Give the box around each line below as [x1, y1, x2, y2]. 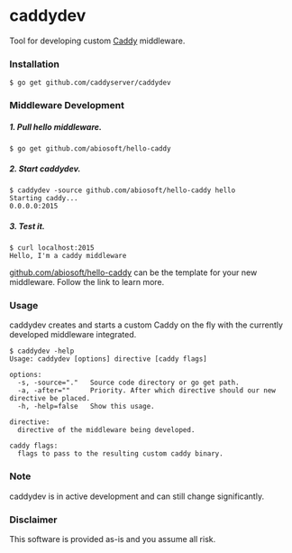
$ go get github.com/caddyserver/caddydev [9, 78, 171, 88]
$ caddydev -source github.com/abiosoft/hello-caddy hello [9, 186, 236, 195]
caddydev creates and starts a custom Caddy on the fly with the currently [9, 319, 284, 330]
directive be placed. [9, 394, 91, 403]
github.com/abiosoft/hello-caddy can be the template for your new [9, 267, 258, 278]
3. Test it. [9, 220, 45, 231]
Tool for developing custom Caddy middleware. [9, 35, 186, 46]
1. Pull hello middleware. [9, 121, 102, 132]
